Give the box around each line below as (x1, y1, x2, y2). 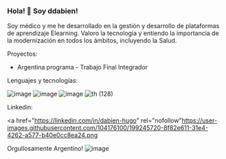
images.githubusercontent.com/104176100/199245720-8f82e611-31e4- (7, 124, 208, 132)
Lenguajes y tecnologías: (7, 76, 78, 85)
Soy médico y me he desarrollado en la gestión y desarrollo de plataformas (7, 22, 220, 30)
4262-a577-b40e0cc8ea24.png (7, 131, 98, 140)
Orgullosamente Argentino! (7, 145, 84, 153)
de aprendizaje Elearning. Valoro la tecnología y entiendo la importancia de (7, 29, 220, 37)
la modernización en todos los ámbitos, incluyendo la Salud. (7, 36, 177, 45)
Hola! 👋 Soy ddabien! (7, 6, 78, 16)
